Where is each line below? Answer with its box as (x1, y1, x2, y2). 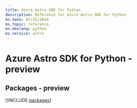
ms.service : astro (5, 31, 44, 36)
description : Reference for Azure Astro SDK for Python (5, 12, 126, 17)
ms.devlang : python (5, 26, 47, 31)
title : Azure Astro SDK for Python (5, 7, 81, 13)
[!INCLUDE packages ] (5, 97, 51, 103)
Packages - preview (5, 84, 70, 92)
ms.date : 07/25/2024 (5, 17, 49, 22)
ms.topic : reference (5, 21, 49, 27)
